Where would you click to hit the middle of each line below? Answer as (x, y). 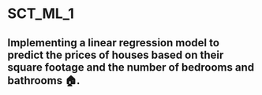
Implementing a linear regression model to (114, 43)
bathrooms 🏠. (44, 80)
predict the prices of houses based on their (116, 55)
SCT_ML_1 (41, 14)
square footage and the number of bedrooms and (131, 67)
